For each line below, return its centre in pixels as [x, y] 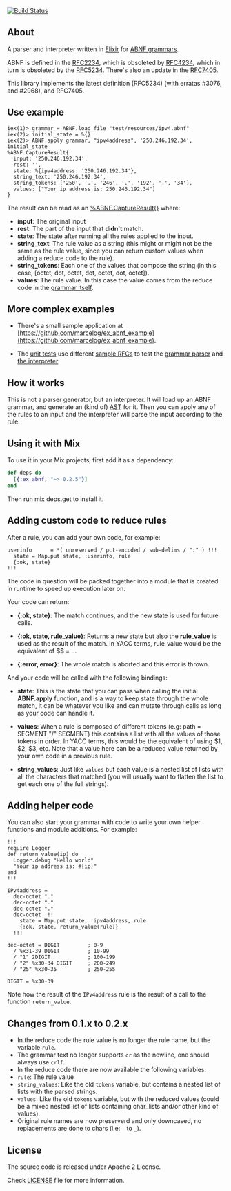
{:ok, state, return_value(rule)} [69, 927]
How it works [36, 383]
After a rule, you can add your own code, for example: [84, 537]
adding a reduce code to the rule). [66, 258]
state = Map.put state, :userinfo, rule [72, 556]
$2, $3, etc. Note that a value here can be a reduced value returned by [118, 748]
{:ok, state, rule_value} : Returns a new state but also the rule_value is [117, 636]
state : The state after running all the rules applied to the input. [106, 236]
